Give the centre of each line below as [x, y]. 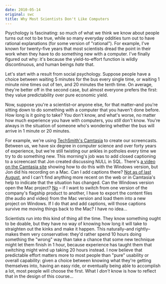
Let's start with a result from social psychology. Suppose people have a [78, 74]
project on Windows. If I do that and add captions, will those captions [76, 204]
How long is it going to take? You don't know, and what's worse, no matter [81, 115]
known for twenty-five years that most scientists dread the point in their [78, 49]
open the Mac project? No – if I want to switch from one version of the [76, 188]
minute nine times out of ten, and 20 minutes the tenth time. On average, [79, 85]
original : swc [20, 14]
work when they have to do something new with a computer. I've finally [78, 54]
